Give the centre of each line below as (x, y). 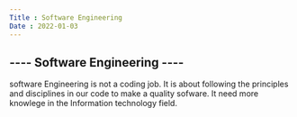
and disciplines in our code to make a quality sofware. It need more (134, 94)
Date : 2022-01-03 (44, 26)
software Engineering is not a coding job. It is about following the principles (149, 84)
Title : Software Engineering (66, 18)
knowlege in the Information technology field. (94, 103)
